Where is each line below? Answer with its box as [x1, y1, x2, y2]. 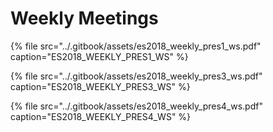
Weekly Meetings [10, 7, 159, 30]
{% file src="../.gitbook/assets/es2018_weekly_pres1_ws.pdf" [10, 40, 262, 52]
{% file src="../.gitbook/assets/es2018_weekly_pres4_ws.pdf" [10, 100, 263, 112]
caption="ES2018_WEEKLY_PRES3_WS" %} [10, 80, 191, 92]
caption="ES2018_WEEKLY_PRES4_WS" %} [10, 110, 192, 122]
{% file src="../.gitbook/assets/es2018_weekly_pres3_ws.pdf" [10, 70, 263, 82]
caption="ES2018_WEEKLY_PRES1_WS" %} [10, 50, 189, 62]
